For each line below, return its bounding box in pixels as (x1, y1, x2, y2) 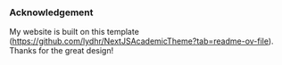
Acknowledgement (9, 6, 94, 19)
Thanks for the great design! (9, 45, 114, 56)
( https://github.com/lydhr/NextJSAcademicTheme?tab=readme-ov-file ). (9, 36, 274, 46)
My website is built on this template (9, 27, 140, 37)
